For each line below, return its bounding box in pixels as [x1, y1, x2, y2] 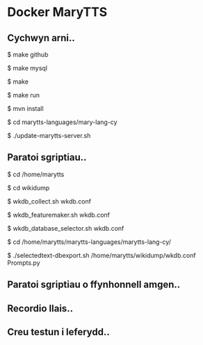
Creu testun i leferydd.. [7, 325, 110, 338]
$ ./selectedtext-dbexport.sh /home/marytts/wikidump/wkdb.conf [7, 251, 196, 259]
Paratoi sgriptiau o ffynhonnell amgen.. [7, 279, 181, 291]
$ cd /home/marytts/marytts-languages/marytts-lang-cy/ [7, 238, 172, 246]
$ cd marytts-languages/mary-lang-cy [7, 118, 117, 126]
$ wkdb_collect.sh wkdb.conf [7, 197, 92, 206]
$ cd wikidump [7, 183, 50, 192]
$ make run [7, 91, 40, 99]
